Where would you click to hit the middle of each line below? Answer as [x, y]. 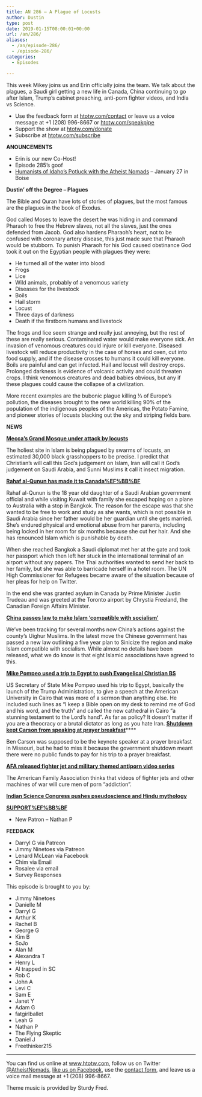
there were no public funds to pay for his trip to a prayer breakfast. [89, 754]
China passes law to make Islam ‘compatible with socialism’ [82, 617]
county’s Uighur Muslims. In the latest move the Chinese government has [97, 635]
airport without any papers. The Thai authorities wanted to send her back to [100, 562]
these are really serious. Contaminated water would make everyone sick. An [100, 339]
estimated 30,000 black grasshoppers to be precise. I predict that [87, 456]
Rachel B [26, 924]
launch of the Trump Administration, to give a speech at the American [92, 691]
